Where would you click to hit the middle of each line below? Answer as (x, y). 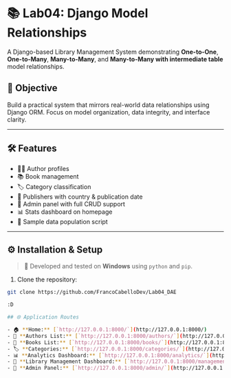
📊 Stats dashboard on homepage (65, 212)
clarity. (17, 119)
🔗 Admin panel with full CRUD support (71, 203)
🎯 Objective (32, 88)
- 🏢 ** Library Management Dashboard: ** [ (67, 362)
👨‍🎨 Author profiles (43, 168)
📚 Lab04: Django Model (78, 13)
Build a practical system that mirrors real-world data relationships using (108, 105)
